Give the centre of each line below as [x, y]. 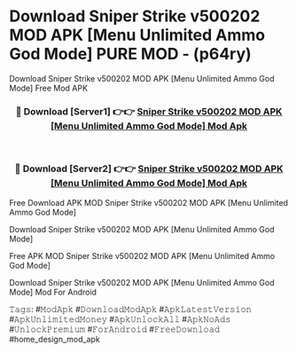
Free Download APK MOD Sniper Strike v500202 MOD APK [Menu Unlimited [148, 202]
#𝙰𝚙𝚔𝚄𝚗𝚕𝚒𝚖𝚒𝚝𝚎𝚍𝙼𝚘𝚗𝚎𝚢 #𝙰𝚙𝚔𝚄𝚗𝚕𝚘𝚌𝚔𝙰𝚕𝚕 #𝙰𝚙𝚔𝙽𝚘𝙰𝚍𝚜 [120, 319]
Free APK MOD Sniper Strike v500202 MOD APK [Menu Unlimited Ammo [142, 255]
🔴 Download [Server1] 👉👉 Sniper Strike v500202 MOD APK [149, 111]
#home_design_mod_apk [55, 339]
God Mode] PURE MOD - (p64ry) [130, 54]
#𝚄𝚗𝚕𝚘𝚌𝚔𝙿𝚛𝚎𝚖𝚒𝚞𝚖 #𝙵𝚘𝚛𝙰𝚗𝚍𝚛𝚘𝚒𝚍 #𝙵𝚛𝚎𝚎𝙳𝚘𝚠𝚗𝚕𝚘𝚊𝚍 [114, 329]
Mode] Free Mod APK [49, 88]
